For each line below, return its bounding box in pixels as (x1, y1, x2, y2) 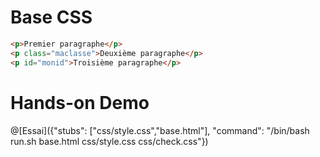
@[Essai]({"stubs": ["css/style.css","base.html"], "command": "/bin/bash (10, 124, 310, 136)
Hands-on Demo (10, 91, 150, 114)
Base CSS (10, 6, 93, 29)
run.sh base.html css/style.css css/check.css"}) (10, 135, 209, 147)
